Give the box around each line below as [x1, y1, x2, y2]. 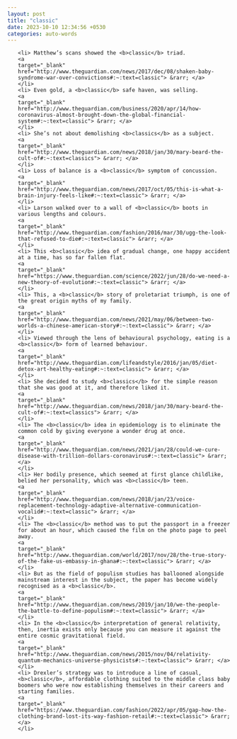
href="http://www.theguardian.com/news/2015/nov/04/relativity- [17, 651, 212, 658]
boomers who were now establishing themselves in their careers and [17, 682, 224, 689]
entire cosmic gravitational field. [17, 632, 126, 640]
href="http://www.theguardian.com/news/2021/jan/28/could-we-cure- [17, 446, 221, 453]
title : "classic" [7, 17, 59, 24]
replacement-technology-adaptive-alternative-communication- [17, 502, 202, 509]
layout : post [7, 10, 46, 18]
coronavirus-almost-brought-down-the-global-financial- [17, 111, 186, 119]
